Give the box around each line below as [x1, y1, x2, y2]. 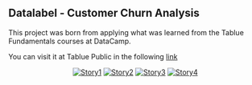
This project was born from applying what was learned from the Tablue [8, 27, 244, 37]
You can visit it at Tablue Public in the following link [8, 51, 178, 61]
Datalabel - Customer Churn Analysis [8, 6, 200, 20]
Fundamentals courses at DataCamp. [8, 36, 131, 46]
